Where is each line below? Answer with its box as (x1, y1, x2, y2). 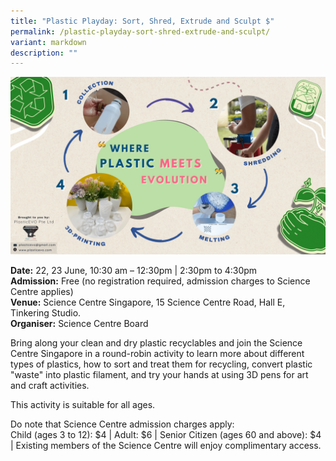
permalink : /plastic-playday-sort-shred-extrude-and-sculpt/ (10, 26, 271, 37)
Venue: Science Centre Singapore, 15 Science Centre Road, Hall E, (10, 296, 286, 308)
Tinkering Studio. (10, 306, 82, 319)
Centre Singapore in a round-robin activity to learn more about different (10, 347, 305, 359)
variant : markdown (10, 37, 87, 47)
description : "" (10, 48, 78, 58)
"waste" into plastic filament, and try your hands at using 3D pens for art (10, 368, 309, 380)
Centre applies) (10, 285, 74, 297)
